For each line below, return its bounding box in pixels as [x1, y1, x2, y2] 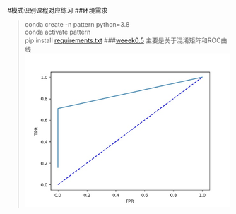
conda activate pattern [24, 28, 91, 36]
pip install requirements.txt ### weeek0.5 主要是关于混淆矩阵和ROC [24, 36, 221, 44]
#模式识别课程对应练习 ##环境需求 [7, 6, 108, 14]
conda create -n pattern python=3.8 [24, 20, 130, 28]
